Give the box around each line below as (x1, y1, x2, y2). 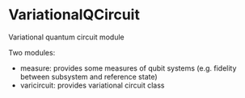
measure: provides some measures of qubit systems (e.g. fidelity (19, 63, 237, 73)
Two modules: (8, 47, 56, 57)
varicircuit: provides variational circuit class (19, 80, 165, 90)
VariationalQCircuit (8, 6, 140, 24)
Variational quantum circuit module (8, 32, 125, 42)
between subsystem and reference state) (19, 71, 158, 81)
